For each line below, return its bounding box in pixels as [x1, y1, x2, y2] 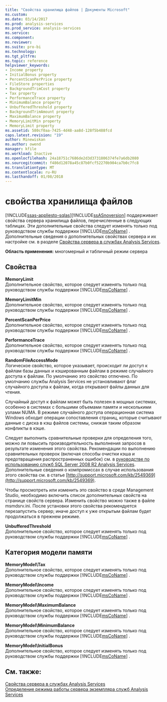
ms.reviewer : [5, 40, 32, 45]
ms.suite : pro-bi [5, 44, 41, 49]
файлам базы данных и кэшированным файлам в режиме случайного [5, 368, 154, 374]
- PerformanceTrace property [5, 95, 66, 100]
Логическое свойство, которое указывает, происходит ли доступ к [5, 362, 148, 368]
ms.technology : [5, 49, 37, 54]
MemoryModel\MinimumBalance [5, 622, 75, 628]
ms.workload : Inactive [5, 151, 52, 156]
